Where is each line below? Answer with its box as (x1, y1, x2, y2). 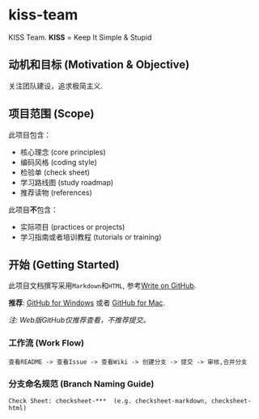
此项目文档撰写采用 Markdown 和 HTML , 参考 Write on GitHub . (8, 281, 197, 290)
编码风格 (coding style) (19, 157, 97, 167)
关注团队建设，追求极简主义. (8, 81, 104, 91)
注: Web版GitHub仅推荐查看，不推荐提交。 (8, 315, 151, 325)
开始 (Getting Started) (8, 257, 120, 272)
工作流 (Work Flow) (8, 337, 85, 349)
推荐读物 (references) (19, 188, 93, 197)
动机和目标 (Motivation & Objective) (8, 58, 190, 72)
